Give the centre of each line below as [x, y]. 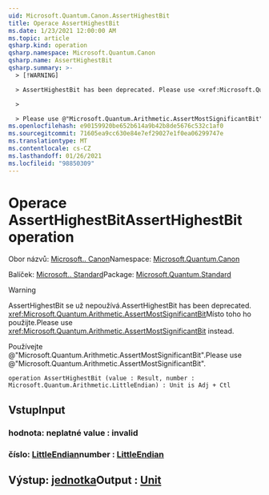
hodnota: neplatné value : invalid [73, 433]
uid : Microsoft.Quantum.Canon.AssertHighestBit [89, 16]
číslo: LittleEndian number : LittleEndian [86, 454]
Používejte [26, 347]
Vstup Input [37, 410]
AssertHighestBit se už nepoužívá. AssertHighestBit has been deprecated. [130, 306]
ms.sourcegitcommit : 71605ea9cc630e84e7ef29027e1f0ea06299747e [116, 134]
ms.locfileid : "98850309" [51, 163]
